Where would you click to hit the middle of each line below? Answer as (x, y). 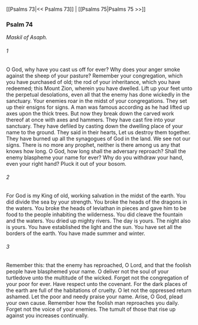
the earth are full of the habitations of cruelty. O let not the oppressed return (99, 290)
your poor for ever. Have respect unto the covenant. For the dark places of (97, 284)
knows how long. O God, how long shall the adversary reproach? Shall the (96, 151)
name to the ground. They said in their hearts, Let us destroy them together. (98, 132)
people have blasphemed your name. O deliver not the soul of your (87, 271)
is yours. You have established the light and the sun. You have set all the (94, 227)
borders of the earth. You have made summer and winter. (76, 233)
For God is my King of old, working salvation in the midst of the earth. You (96, 195)
